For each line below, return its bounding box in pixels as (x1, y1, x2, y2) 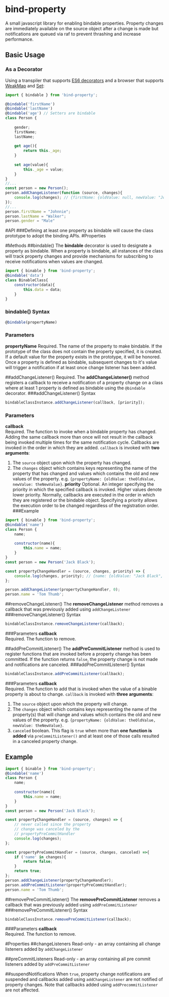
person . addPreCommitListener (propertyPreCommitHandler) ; (5, 882, 127, 887)
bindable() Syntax (5, 308, 50, 315)
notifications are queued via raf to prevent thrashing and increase (5, 31, 141, 37)
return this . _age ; (23, 148, 62, 153)
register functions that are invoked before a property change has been (5, 651, 151, 657)
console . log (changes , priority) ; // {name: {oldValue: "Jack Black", (14, 573, 163, 578)
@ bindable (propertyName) (5, 319, 57, 325)
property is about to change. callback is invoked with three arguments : (5, 691, 154, 697)
